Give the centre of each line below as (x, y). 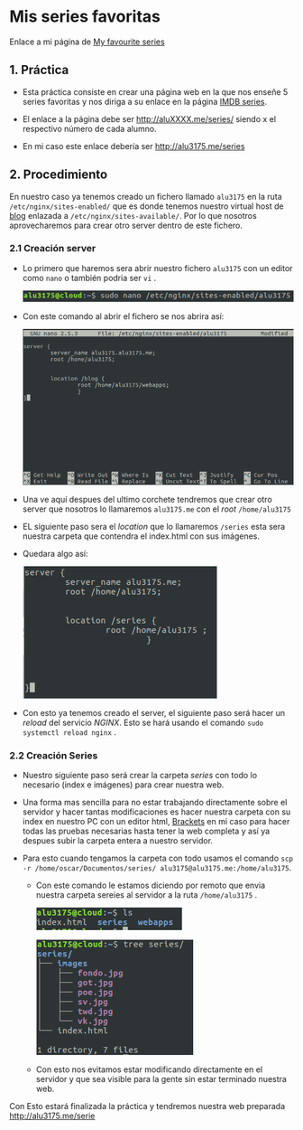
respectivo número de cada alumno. (89, 128)
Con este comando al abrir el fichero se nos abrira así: (123, 316)
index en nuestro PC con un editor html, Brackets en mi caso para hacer (156, 822)
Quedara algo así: (55, 553)
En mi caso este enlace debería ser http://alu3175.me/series (133, 146)
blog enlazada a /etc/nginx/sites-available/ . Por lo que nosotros (133, 215)
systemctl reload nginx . (69, 732)
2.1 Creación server (53, 249)
